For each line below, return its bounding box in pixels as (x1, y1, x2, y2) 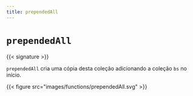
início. (6, 71, 21, 78)
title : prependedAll (6, 9, 59, 15)
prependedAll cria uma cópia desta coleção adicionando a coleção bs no (6, 64, 187, 72)
